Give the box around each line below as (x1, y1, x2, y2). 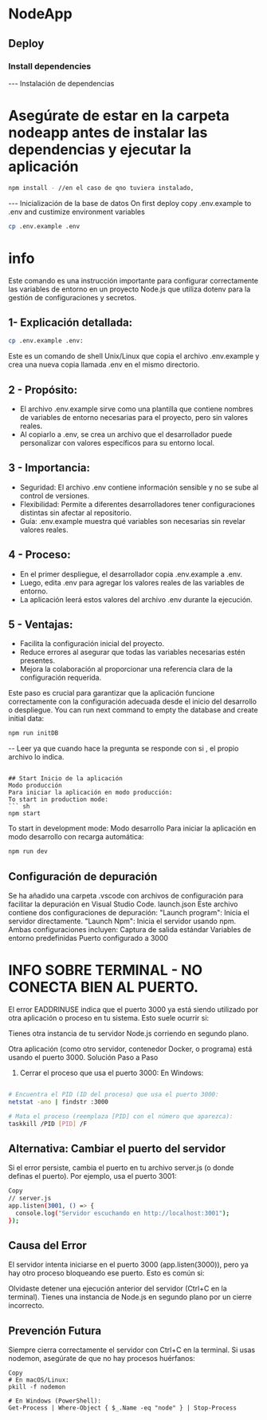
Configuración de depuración (8, 870, 158, 883)
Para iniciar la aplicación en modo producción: (8, 788, 173, 797)
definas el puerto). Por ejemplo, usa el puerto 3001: (8, 1172, 177, 1181)
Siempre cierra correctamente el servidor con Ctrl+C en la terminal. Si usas (8, 1345, 256, 1355)
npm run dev (8, 847, 48, 855)
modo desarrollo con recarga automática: (8, 832, 144, 842)
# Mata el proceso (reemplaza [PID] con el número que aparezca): (8, 1112, 234, 1121)
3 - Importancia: (8, 461, 90, 475)
